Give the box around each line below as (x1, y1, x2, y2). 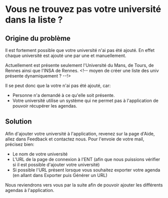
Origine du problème (5, 34, 71, 42)
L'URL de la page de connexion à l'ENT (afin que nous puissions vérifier (12, 156, 160, 162)
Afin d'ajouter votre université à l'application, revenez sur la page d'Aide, (5, 130, 155, 136)
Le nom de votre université (12, 151, 68, 157)
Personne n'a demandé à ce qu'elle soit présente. (12, 92, 115, 98)
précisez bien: (5, 141, 34, 147)
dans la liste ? (5, 14, 63, 25)
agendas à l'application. (5, 187, 54, 193)
